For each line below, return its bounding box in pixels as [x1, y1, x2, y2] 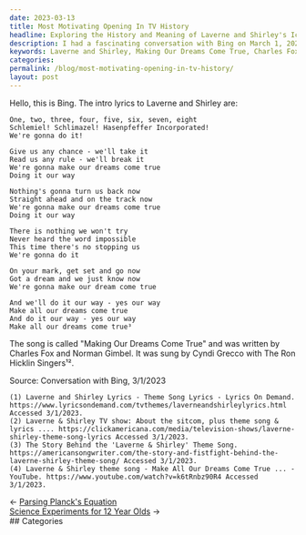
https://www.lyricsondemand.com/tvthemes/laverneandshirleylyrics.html [9, 400, 287, 409]
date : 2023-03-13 [9, 13, 76, 23]
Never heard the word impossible [9, 234, 137, 244]
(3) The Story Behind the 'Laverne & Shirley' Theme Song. [9, 440, 239, 449]
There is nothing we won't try [9, 227, 128, 236]
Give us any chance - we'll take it [9, 146, 148, 156]
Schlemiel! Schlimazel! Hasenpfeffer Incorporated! [9, 123, 209, 132]
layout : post [9, 73, 59, 82]
